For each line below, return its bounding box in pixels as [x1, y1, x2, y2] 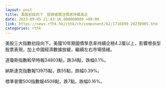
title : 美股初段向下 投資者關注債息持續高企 [5, 12, 88, 17]
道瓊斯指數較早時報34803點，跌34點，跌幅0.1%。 [5, 57, 109, 63]
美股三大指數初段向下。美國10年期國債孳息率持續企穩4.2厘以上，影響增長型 [5, 40, 161, 46]
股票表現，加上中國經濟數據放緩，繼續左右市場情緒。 [5, 46, 115, 52]
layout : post [5, 7, 32, 12]
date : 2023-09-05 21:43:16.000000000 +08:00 [5, 16, 99, 21]
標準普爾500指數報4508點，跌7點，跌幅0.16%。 [5, 78, 105, 84]
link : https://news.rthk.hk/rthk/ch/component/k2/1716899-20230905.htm [5, 21, 157, 26]
